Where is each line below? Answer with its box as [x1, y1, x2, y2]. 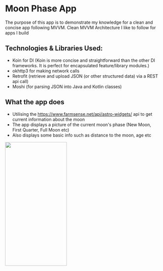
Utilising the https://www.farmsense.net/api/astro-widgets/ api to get [12, 111, 153, 117]
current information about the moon [12, 116, 85, 122]
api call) [12, 78, 29, 84]
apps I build [5, 30, 29, 36]
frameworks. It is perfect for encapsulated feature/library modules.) [12, 62, 150, 68]
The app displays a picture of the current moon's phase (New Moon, [12, 122, 152, 128]
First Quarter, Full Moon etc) [12, 127, 69, 133]
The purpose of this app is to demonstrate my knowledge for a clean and [5, 19, 153, 25]
